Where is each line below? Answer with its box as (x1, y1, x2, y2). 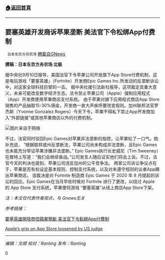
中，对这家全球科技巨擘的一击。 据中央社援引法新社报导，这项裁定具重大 (5, 84, 153, 90)
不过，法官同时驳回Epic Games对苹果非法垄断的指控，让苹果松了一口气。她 (5, 136, 159, 142)
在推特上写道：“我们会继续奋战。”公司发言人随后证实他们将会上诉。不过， (5, 154, 153, 160)
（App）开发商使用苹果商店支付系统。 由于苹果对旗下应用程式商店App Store (5, 97, 160, 103)
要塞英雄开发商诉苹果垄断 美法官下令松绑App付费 (5, 28, 156, 36)
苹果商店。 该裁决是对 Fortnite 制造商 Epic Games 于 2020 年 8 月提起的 (9, 173, 155, 179)
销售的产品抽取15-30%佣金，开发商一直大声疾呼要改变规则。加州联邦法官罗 (5, 103, 159, 108)
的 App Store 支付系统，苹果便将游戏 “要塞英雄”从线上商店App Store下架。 (5, 185, 156, 191)
